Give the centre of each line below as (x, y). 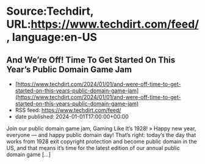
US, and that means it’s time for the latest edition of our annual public (93, 148)
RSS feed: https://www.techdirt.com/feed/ (68, 110)
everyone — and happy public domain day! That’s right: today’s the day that (101, 135)
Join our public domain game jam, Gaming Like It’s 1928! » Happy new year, (101, 129)
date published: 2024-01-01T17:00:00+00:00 (72, 117)
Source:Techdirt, (50, 11)
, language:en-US (52, 37)
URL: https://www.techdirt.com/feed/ (103, 24)
